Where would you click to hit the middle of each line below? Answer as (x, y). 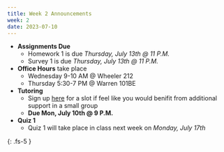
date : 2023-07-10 (32, 26)
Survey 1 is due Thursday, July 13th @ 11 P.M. (93, 61)
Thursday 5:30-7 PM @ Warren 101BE (82, 84)
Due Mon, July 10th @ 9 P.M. (70, 113)
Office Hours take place (52, 69)
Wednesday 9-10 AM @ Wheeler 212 (81, 76)
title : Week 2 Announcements (50, 14)
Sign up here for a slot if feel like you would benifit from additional (122, 98)
